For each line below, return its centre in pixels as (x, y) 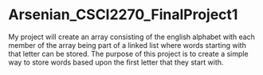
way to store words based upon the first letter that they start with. (116, 62)
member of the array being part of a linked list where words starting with (128, 45)
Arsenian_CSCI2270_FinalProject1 (123, 15)
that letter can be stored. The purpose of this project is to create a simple (128, 53)
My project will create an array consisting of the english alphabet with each (131, 37)
